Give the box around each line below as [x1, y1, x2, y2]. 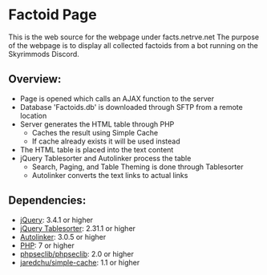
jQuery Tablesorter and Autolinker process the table [19, 153, 192, 163]
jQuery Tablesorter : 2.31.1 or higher [19, 223, 136, 233]
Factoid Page [8, 6, 98, 24]
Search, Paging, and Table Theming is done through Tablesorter [31, 162, 244, 172]
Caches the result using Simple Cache [31, 127, 159, 137]
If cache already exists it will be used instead [31, 136, 180, 146]
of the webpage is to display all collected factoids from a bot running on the [8, 40, 258, 50]
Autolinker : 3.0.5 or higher [19, 232, 107, 241]
